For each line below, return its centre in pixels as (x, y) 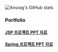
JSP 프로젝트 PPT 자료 (26, 32)
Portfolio (15, 20)
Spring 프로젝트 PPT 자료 (29, 44)
